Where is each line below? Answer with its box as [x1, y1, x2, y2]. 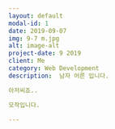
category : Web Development [8, 64, 100, 73]
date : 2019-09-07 [8, 27, 67, 35]
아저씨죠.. [8, 86, 39, 94]
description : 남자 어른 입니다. [8, 72, 109, 80]
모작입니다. [8, 101, 40, 109]
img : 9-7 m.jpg [8, 34, 60, 43]
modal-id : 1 [8, 19, 49, 27]
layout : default [8, 11, 63, 20]
